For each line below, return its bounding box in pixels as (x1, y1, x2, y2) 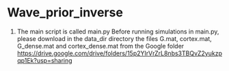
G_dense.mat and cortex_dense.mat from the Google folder (16, 42, 185, 50)
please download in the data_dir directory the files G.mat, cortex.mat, (16, 34, 212, 42)
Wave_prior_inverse (7, 5, 123, 20)
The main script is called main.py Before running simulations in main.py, (16, 27, 219, 35)
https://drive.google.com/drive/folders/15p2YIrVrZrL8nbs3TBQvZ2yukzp (16, 49, 222, 57)
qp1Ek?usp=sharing (16, 56, 73, 64)
